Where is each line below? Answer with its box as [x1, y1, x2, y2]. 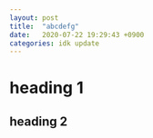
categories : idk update [9, 38, 100, 48]
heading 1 [9, 78, 84, 98]
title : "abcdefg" [9, 22, 79, 31]
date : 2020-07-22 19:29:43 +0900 [9, 30, 145, 39]
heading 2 [9, 113, 68, 129]
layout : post [9, 13, 59, 23]
